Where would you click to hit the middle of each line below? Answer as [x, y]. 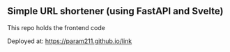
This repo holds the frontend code [56, 27]
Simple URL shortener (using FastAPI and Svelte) [115, 11]
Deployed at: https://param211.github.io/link [70, 41]
